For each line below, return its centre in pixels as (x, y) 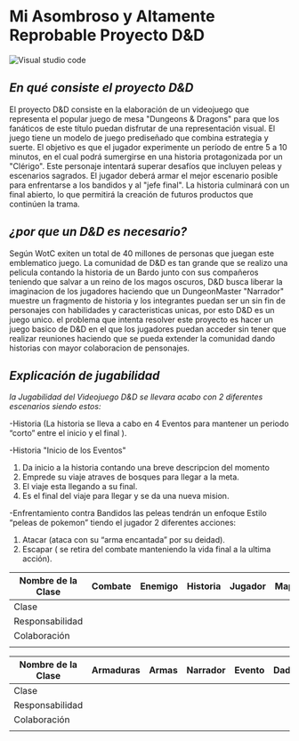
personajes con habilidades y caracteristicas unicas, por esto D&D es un (142, 310)
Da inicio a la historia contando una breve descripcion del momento (145, 468)
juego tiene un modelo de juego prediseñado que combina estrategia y (139, 137)
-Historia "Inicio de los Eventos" (68, 450)
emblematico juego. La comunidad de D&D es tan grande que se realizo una (149, 262)
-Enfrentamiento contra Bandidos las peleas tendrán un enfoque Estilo (138, 513)
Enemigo (159, 586)
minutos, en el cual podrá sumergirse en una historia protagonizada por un (146, 157)
